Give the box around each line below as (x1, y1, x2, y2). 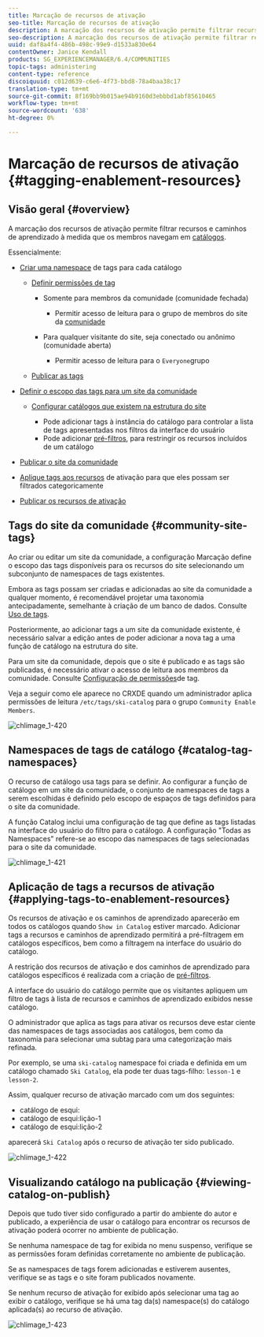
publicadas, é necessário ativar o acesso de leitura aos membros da (8, 665, 229, 674)
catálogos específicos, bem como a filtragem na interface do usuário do (8, 938, 242, 948)
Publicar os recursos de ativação (19, 496, 126, 505)
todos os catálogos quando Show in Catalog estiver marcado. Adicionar (8, 922, 241, 931)
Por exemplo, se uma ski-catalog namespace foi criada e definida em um (8, 1058, 247, 1068)
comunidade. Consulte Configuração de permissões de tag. (8, 673, 200, 682)
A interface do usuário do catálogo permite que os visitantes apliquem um (8, 986, 248, 995)
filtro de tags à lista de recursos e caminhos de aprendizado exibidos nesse (8, 994, 253, 1004)
